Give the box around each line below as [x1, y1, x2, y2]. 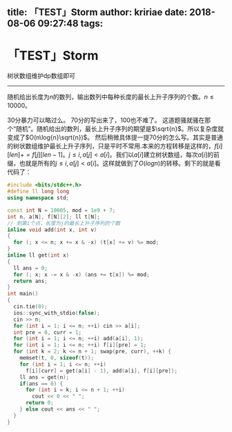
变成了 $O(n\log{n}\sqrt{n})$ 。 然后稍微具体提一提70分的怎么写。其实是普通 [7, 133, 223, 141]
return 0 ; [25, 400, 54, 406]
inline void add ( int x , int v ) [7, 226, 97, 233]
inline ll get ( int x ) [7, 252, 70, 259]
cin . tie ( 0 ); [13, 303, 48, 311]
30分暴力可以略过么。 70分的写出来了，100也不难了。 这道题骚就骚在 [7, 116, 205, 124]
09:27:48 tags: [37, 18, 104, 30]
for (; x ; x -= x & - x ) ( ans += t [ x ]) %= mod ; [13, 271, 150, 278]
